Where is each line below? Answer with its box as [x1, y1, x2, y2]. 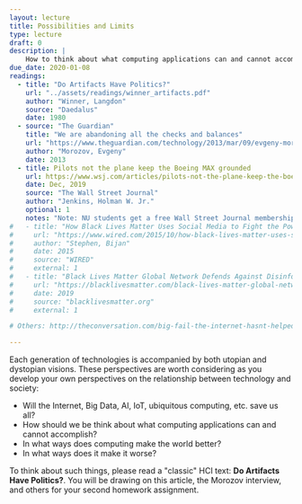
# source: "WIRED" [9, 255, 94, 265]
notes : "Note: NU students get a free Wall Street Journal [25, 213, 252, 223]
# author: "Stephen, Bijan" [9, 239, 130, 248]
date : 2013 [25, 155, 67, 164]
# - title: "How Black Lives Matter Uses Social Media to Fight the [9, 222, 280, 231]
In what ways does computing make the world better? [22, 438, 222, 449]
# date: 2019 [9, 288, 75, 297]
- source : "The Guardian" [17, 122, 115, 131]
